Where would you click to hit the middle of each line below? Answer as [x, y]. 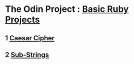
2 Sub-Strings [27, 55]
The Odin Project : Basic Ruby [67, 9]
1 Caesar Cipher [30, 38]
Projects [23, 20]
